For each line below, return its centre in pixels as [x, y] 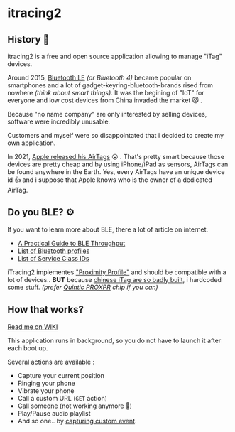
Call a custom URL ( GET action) [62, 398]
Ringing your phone [47, 383]
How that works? [45, 309]
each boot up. [28, 348]
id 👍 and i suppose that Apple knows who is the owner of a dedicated [110, 180]
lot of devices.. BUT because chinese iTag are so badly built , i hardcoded [115, 279]
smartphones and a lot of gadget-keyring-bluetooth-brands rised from [110, 85]
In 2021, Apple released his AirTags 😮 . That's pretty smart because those [116, 157]
